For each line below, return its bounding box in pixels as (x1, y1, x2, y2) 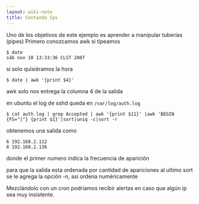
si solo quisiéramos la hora (6, 65, 73, 73)
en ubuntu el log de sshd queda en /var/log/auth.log (6, 99, 141, 107)
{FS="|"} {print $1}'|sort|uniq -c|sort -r (6, 116, 118, 122)
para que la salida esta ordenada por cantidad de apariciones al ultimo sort (6, 166, 194, 173)
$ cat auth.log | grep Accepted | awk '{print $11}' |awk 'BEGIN (6, 111, 174, 117)
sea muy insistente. (6, 191, 55, 198)
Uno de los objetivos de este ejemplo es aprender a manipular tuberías (6, 31, 183, 38)
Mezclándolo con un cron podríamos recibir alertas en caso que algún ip (6, 184, 188, 191)
